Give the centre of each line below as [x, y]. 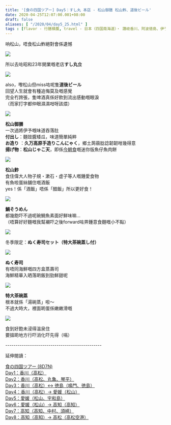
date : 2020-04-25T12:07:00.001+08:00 [45, 15]
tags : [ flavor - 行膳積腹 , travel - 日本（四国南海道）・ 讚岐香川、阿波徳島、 [83, 29]
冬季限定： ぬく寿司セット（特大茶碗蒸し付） [52, 242]
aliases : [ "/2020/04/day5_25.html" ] [46, 24]
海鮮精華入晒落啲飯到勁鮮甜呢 [36, 276]
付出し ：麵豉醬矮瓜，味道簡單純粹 [41, 137]
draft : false [19, 19]
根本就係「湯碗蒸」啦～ [30, 302]
